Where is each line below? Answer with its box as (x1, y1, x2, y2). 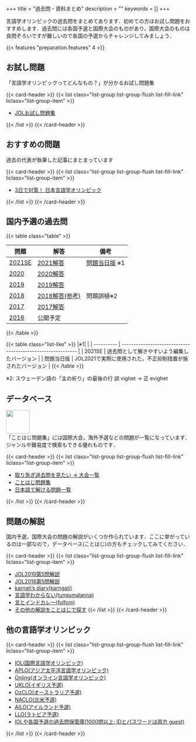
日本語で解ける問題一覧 (14, 486, 71, 493)
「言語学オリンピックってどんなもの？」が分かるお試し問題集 (6, 79, 155, 86)
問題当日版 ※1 (86, 259, 125, 267)
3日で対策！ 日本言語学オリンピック (14, 186, 102, 193)
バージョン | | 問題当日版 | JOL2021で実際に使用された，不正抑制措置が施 (11, 355, 188, 362)
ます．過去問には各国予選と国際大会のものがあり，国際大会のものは (26, 25, 190, 32)
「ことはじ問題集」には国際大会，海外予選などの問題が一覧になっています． (6, 434, 190, 441)
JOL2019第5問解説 (14, 570, 60, 578)
